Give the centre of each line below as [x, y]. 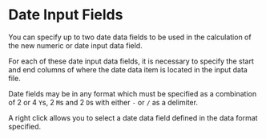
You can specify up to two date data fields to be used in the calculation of [130, 37]
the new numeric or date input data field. [75, 45]
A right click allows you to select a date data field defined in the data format [133, 117]
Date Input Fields [66, 15]
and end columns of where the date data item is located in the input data [128, 69]
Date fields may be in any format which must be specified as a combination [133, 93]
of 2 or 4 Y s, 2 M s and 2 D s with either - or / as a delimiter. [103, 102]
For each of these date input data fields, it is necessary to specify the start [131, 61]
